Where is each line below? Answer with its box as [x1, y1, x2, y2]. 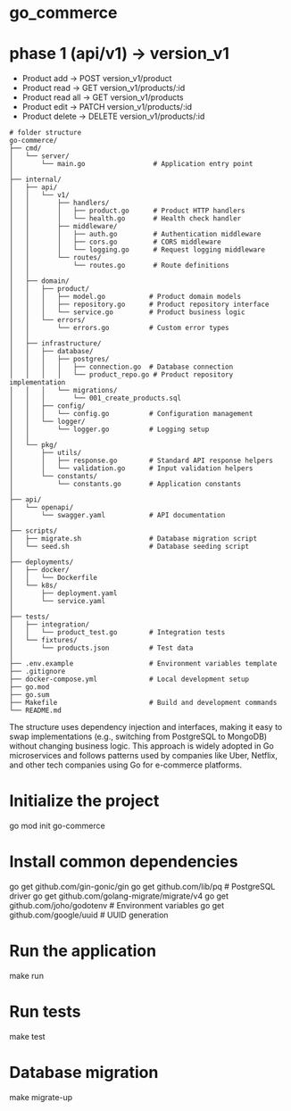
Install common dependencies [9, 851, 238, 872]
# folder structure [9, 129, 82, 137]
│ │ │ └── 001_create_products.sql [9, 394, 181, 403]
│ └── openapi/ [9, 503, 74, 512]
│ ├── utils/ [9, 449, 82, 458]
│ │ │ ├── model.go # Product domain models [9, 293, 242, 302]
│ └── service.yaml [9, 597, 105, 606]
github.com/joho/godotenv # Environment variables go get [9, 900, 225, 910]
